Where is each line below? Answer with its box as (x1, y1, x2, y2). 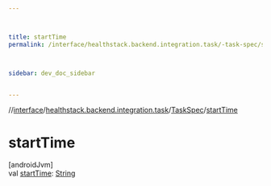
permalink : (8, 40, 45, 48)
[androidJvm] (8, 160, 54, 170)
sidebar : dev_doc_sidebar (8, 69, 95, 77)
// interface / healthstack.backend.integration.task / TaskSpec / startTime (8, 105, 238, 115)
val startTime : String (8, 168, 76, 178)
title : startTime (8, 33, 67, 41)
